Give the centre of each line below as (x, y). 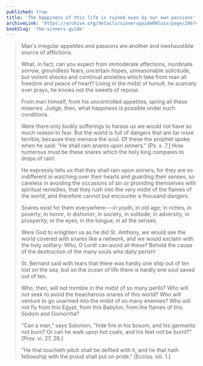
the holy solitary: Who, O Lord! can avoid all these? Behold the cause (107, 245)
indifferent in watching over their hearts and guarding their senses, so (108, 177)
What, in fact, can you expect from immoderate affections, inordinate (107, 64)
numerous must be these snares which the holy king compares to (102, 152)
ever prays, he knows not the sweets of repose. (80, 90)
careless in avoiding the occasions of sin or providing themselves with (108, 183)
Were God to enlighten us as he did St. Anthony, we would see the (103, 232)
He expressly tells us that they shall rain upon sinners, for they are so (107, 170)
